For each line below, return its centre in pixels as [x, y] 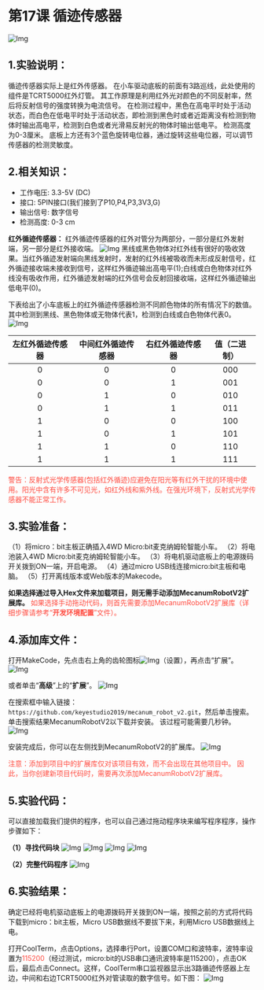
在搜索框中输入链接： [42, 702]
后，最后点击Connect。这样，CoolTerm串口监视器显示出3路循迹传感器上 [126, 968]
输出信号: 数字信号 [49, 212]
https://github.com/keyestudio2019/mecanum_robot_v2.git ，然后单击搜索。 [131, 712]
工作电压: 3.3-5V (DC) [55, 192]
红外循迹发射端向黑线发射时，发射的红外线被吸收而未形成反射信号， [139, 258]
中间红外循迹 [103, 344]
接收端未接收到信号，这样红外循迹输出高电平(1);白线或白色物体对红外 [141, 268]
